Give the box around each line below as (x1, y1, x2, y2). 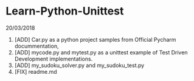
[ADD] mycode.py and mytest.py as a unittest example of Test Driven (14, 48, 188, 56)
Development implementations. (14, 55, 93, 62)
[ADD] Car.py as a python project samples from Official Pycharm (14, 36, 177, 43)
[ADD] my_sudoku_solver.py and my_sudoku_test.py (14, 62, 145, 69)
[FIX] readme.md (14, 68, 57, 75)
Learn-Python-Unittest (5, 4, 124, 18)
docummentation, (14, 42, 59, 50)
